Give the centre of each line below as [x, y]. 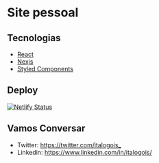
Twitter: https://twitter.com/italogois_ [69, 145]
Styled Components [45, 69]
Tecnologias [34, 38]
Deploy [23, 90]
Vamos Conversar [46, 128]
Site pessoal [43, 13]
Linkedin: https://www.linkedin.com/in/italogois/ [84, 152]
